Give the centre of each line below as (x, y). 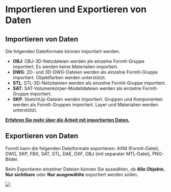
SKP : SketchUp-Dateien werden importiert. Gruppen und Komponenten (88, 99)
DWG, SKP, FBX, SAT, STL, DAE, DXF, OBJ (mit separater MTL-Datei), (78, 154)
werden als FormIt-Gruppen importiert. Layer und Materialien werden (85, 105)
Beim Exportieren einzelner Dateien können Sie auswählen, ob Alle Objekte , (85, 169)
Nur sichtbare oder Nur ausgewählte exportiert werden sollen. (72, 174)
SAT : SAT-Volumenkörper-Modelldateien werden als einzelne (77, 88)
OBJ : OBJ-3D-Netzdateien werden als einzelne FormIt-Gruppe (79, 61)
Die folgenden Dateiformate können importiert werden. (63, 51)
